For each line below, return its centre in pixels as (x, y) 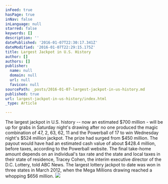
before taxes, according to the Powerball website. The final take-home (78, 149)
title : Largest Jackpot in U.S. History (48, 52)
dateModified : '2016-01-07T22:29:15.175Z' (50, 47)
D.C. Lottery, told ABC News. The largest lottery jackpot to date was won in (83, 165)
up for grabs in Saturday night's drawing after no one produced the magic (82, 127)
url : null (20, 80)
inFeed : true (19, 10)
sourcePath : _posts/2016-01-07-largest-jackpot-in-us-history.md (75, 89)
